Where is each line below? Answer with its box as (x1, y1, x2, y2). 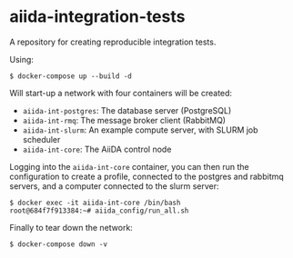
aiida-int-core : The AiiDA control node (22, 144, 172, 154)
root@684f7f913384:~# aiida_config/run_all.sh (9, 206, 189, 215)
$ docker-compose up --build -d (9, 71, 132, 81)
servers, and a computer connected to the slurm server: (9, 180, 219, 192)
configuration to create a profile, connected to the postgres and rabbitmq (9, 171, 284, 182)
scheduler (22, 134, 61, 144)
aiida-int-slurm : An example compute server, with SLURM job (22, 124, 258, 135)
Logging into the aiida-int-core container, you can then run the (9, 161, 250, 172)
